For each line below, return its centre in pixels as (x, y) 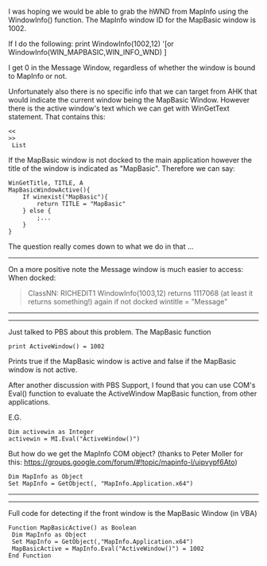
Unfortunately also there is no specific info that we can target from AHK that (133, 91)
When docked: (32, 278)
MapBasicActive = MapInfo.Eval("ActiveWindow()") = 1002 (108, 549)
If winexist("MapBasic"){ (66, 197)
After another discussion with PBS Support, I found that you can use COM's (132, 385)
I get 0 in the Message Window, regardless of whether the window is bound (132, 68)
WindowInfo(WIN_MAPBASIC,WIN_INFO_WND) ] (87, 52)
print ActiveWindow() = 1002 (56, 347)
